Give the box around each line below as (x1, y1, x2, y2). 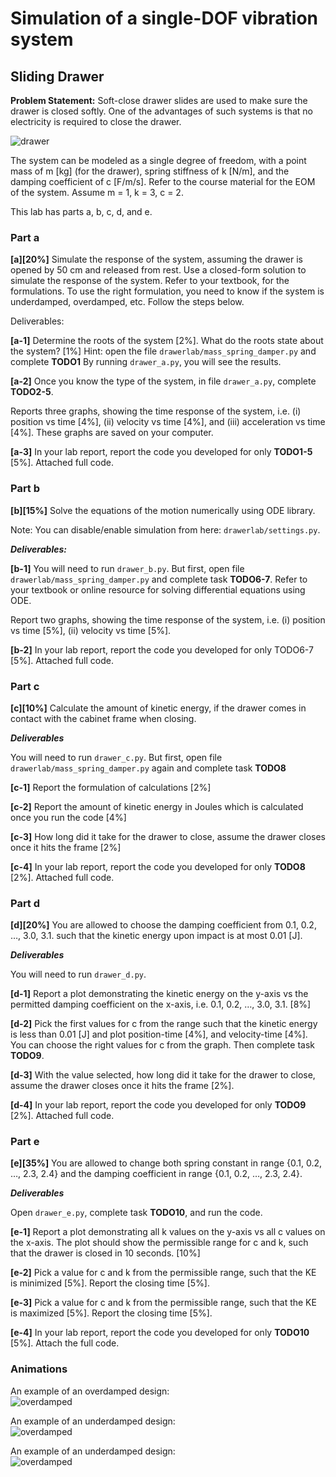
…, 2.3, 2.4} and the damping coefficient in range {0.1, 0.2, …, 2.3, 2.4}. (10, 1168, 303, 1180)
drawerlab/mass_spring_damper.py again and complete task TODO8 (10, 762, 287, 774)
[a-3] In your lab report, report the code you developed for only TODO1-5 (10, 446, 313, 458)
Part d (10, 896, 41, 910)
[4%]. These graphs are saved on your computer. (10, 427, 214, 439)
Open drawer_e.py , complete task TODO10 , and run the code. (10, 1207, 263, 1219)
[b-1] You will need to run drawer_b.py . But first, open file (10, 562, 245, 574)
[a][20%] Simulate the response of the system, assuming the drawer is (10, 253, 303, 266)
